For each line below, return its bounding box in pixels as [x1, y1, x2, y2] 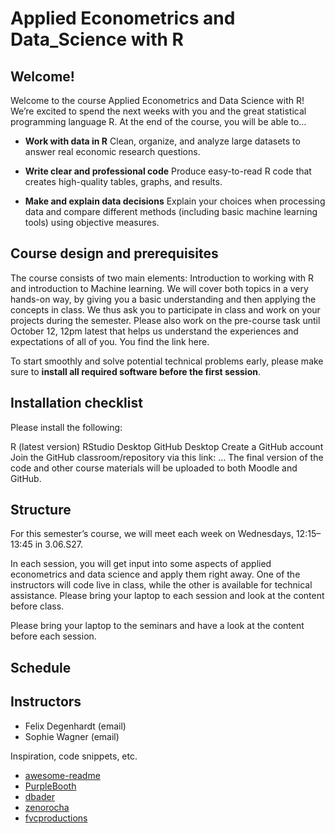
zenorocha [24, 801, 70, 813]
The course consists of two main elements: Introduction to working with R [10, 272, 315, 284]
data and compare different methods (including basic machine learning [24, 206, 318, 217]
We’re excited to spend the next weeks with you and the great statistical [10, 105, 307, 117]
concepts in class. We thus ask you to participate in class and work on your [10, 303, 321, 316]
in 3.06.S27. [34, 538, 84, 551]
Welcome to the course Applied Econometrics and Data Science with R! [10, 95, 305, 106]
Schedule [10, 659, 72, 676]
